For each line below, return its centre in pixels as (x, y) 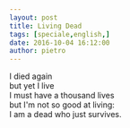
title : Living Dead (46, 26)
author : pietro (38, 51)
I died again (31, 76)
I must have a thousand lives (62, 96)
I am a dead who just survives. (66, 115)
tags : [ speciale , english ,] (60, 34)
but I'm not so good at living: (62, 105)
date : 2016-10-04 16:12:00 (60, 43)
